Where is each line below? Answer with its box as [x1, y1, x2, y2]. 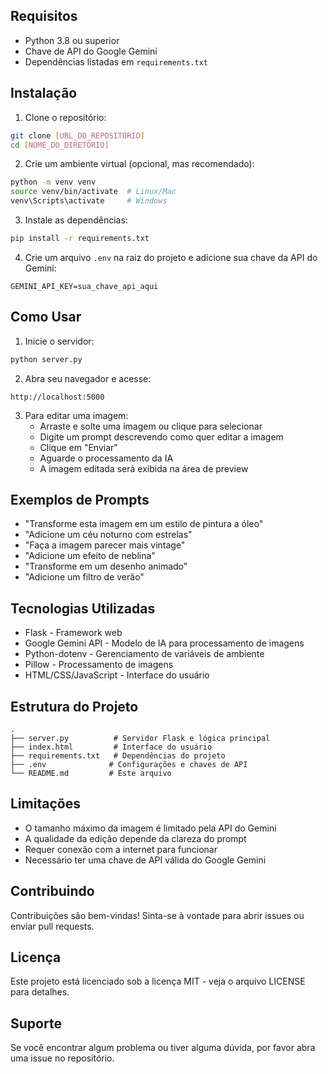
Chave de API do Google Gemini [24, 45, 158, 57]
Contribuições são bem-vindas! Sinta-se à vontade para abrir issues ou [10, 909, 305, 921]
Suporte [10, 1015, 62, 1032]
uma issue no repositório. [10, 1052, 115, 1064]
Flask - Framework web [24, 627, 123, 639]
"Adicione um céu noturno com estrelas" [24, 529, 193, 541]
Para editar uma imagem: [24, 409, 129, 421]
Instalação [10, 85, 78, 102]
